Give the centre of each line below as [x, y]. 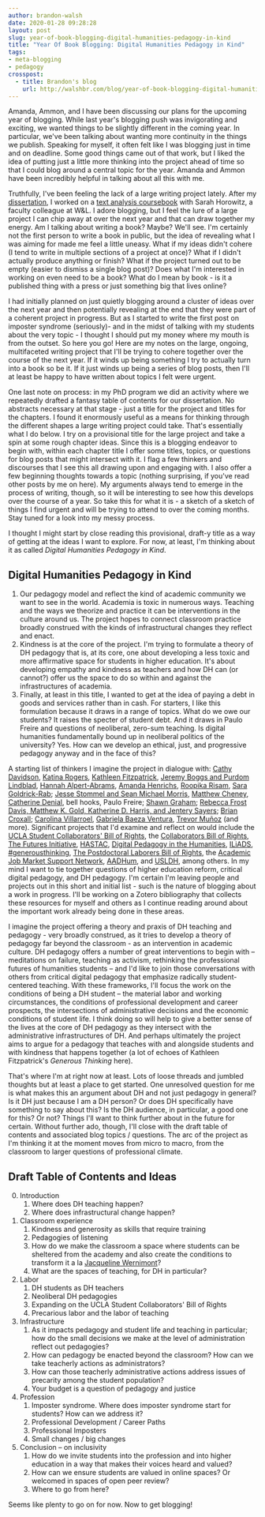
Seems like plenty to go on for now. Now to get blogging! [101, 1504]
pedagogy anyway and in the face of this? [88, 753]
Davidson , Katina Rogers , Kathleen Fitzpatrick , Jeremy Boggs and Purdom [129, 777]
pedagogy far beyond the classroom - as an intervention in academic [120, 944]
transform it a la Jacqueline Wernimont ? [96, 1263]
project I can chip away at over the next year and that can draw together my [131, 219]
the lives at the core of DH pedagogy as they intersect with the [110, 1027]
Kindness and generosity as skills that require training [119, 1229]
